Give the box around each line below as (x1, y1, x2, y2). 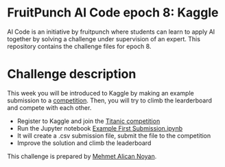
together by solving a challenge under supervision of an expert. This (7, 34, 201, 43)
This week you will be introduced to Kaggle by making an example (7, 89, 194, 97)
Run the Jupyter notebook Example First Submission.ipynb (16, 124, 183, 132)
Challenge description (7, 67, 137, 82)
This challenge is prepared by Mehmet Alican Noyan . (7, 152, 157, 160)
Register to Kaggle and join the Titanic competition (16, 117, 161, 125)
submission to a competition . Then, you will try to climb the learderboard (7, 96, 213, 104)
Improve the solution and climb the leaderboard (16, 139, 152, 147)
